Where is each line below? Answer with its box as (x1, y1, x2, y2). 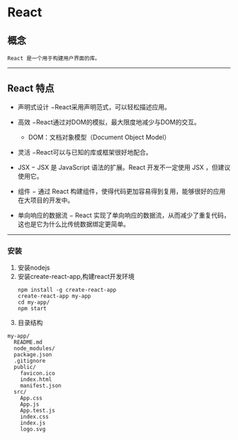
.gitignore (13, 358, 46, 365)
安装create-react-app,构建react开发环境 (17, 273, 135, 281)
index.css (20, 413, 50, 421)
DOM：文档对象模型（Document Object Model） (28, 133, 171, 141)
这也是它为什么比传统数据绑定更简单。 (17, 219, 130, 228)
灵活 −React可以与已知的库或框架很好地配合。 (17, 148, 152, 156)
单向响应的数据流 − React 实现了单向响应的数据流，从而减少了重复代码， (17, 211, 230, 219)
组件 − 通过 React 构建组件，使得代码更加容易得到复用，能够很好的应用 (17, 187, 226, 195)
